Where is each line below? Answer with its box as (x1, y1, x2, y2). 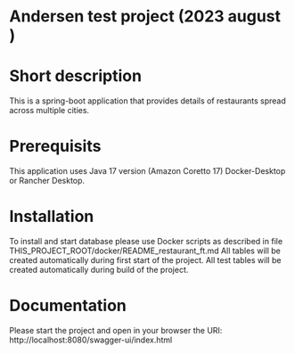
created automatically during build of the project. (9, 265, 189, 275)
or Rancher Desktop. (9, 176, 86, 186)
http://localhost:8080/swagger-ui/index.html (9, 334, 173, 345)
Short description (9, 66, 143, 86)
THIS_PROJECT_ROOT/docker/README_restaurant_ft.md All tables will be (9, 245, 281, 256)
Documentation (9, 296, 127, 316)
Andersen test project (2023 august (9, 6, 282, 27)
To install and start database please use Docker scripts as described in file (9, 236, 283, 246)
